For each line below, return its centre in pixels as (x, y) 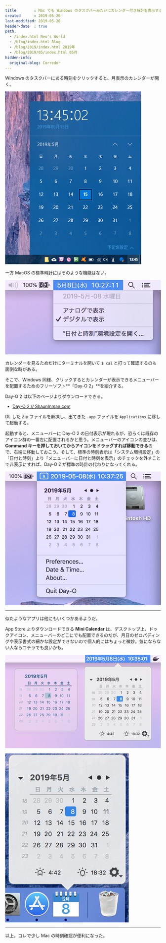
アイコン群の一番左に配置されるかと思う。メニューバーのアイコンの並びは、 (83, 440)
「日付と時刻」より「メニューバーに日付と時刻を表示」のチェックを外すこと (83, 458)
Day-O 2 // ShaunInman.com (41, 406)
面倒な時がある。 (22, 369)
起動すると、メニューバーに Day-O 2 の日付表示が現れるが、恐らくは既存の (82, 434)
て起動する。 (18, 423)
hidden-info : (19, 58)
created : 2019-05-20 (33, 16)
